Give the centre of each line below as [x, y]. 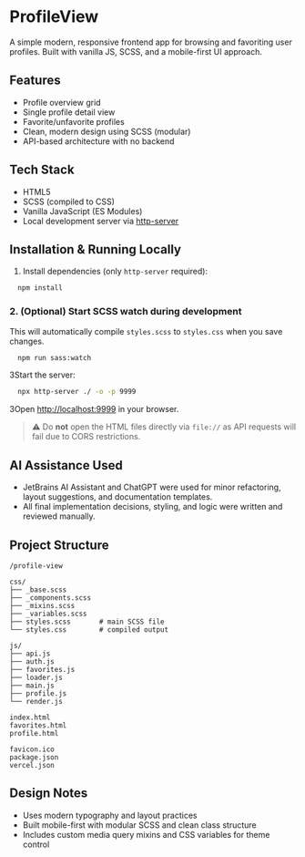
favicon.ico [32, 749]
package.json [34, 757]
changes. [27, 341]
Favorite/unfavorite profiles [73, 121]
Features [35, 81]
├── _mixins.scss [42, 605]
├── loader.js [36, 677]
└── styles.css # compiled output [89, 630]
